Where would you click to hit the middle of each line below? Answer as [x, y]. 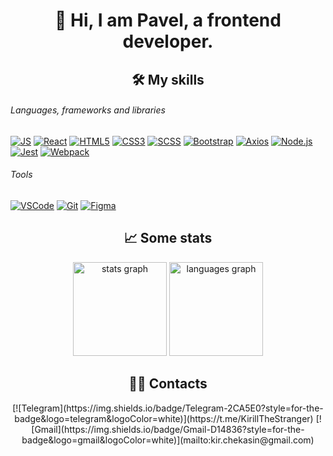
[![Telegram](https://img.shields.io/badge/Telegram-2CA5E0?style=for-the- [168, 408]
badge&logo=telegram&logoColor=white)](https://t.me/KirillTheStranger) [164, 418]
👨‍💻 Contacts [168, 384]
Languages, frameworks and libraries [88, 110]
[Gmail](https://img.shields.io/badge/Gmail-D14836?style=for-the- [168, 429]
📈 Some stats [168, 238]
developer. [168, 41]
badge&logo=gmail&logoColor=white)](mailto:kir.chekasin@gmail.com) [168, 440]
